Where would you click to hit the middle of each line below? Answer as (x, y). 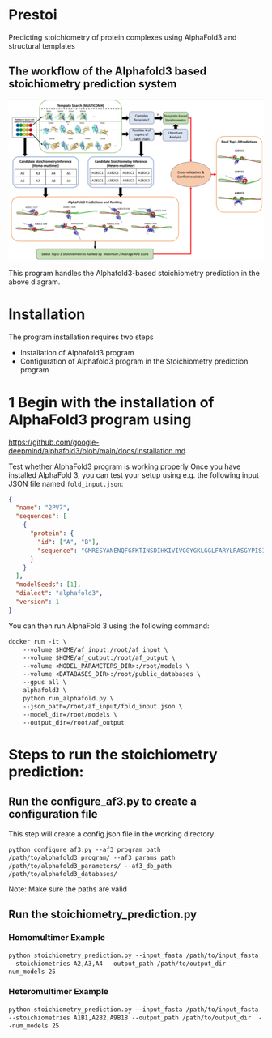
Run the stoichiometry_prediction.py (102, 915)
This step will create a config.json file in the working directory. (112, 834)
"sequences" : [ (41, 517)
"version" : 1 (38, 602)
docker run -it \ (38, 641)
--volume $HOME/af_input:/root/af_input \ (96, 649)
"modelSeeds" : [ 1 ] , (49, 585)
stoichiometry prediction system (93, 84)
